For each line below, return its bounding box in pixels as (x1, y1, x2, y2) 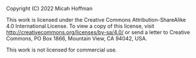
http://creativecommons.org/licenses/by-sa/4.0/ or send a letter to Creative (6, 29, 191, 36)
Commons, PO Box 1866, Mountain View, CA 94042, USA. (6, 35, 147, 42)
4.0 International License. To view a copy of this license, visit (6, 23, 155, 29)
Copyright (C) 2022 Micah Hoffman (6, 5, 93, 12)
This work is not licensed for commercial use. (6, 46, 117, 53)
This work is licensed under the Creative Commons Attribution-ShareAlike (6, 16, 187, 23)
